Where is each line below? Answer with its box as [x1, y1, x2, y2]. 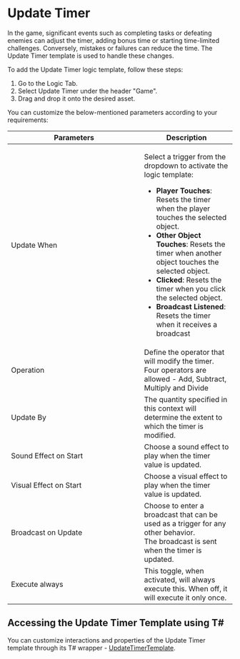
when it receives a [156, 319, 218, 329]
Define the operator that [144, 347, 225, 357]
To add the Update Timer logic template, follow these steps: [7, 65, 184, 74]
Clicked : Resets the [156, 275, 222, 285]
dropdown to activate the [144, 161, 229, 171]
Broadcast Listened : [156, 301, 226, 311]
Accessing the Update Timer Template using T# [7, 617, 224, 629]
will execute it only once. [144, 593, 227, 603]
